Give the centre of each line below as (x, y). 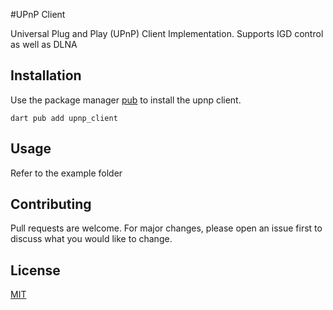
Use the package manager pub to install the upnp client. (126, 100)
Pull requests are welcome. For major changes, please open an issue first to (166, 228)
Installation (46, 75)
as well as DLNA (44, 44)
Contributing (51, 204)
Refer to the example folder (66, 173)
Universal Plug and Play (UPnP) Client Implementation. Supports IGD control (167, 33)
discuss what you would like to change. (91, 239)
